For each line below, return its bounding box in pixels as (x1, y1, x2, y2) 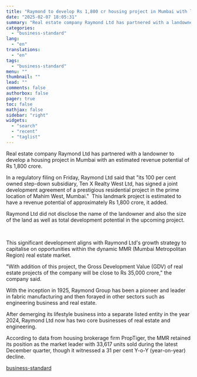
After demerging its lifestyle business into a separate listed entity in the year (6, 310, 190, 317)
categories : (6, 25, 35, 31)
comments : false (6, 85, 46, 91)
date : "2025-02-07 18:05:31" (6, 14, 77, 20)
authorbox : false (6, 90, 49, 96)
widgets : (6, 118, 28, 124)
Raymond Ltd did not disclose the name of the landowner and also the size (6, 210, 186, 217)
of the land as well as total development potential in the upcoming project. (6, 216, 185, 223)
